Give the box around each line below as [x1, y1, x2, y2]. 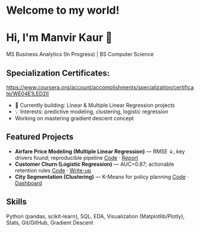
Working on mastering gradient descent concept [14, 115, 134, 122]
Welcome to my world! [6, 4, 120, 17]
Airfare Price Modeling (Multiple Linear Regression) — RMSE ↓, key [14, 147, 186, 155]
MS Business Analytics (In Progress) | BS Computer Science [6, 51, 154, 58]
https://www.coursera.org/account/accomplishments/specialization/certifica [6, 83, 194, 91]
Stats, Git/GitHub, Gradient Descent [6, 219, 93, 226]
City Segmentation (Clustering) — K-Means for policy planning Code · [14, 173, 189, 180]
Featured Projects [6, 132, 74, 142]
